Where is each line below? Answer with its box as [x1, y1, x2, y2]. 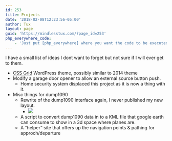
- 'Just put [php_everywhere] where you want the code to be [14, 41, 147, 46]
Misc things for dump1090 [12, 91, 68, 97]
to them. [5, 60, 23, 66]
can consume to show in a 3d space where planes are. [20, 119, 136, 125]
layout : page [5, 26, 33, 32]
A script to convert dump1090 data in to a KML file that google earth [20, 114, 164, 120]
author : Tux [5, 21, 31, 27]
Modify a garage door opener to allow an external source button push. [12, 75, 161, 81]
